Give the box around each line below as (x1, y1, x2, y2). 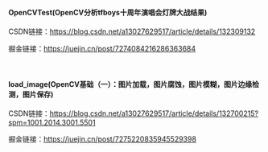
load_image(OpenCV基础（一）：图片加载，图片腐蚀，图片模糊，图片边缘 (8, 79, 253, 88)
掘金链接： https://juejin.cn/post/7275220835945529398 (8, 134, 197, 144)
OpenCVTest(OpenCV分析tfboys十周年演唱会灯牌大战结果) (8, 7, 208, 17)
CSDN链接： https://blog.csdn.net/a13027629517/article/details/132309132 (8, 27, 256, 36)
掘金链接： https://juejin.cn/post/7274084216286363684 (8, 44, 196, 54)
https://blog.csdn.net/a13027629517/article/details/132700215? (49, 109, 259, 118)
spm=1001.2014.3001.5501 (8, 117, 96, 128)
